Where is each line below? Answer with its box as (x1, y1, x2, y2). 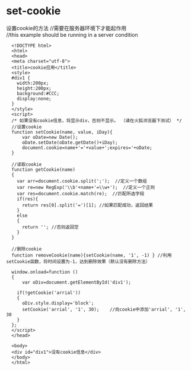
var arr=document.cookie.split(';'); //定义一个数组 (17, 178, 147, 184)
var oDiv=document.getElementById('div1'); (21, 279, 132, 286)
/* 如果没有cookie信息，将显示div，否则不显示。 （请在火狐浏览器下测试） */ (11, 118, 182, 123)
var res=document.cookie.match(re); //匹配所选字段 (17, 191, 145, 196)
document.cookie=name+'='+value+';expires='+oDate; (21, 144, 152, 151)
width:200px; (17, 80, 49, 86)
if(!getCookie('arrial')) (17, 290, 81, 296)
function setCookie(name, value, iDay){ (11, 129, 113, 135)
